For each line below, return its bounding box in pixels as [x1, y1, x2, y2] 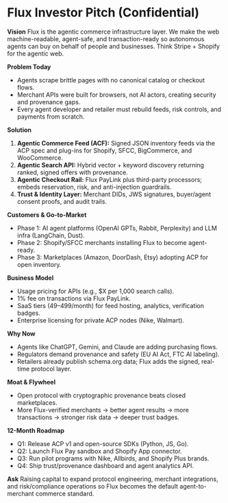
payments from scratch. [16, 112, 85, 121]
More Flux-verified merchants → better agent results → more [16, 406, 190, 414]
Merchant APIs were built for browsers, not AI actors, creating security [16, 91, 217, 99]
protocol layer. [31, 364, 72, 373]
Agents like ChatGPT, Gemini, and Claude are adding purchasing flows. [16, 342, 218, 351]
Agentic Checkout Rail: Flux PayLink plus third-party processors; [16, 175, 203, 183]
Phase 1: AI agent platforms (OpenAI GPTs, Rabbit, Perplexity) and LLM [16, 224, 218, 232]
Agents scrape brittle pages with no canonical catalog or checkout [16, 75, 205, 84]
